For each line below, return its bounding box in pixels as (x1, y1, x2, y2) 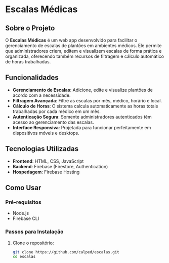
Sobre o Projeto (5, 24, 55, 32)
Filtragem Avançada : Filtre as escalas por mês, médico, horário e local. (12, 97, 162, 103)
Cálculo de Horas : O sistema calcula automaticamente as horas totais (12, 103, 158, 109)
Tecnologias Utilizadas (5, 144, 79, 153)
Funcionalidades (5, 73, 59, 82)
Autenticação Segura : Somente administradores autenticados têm (12, 114, 152, 120)
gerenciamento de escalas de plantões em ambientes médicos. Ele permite (5, 43, 162, 49)
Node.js (12, 210, 29, 216)
